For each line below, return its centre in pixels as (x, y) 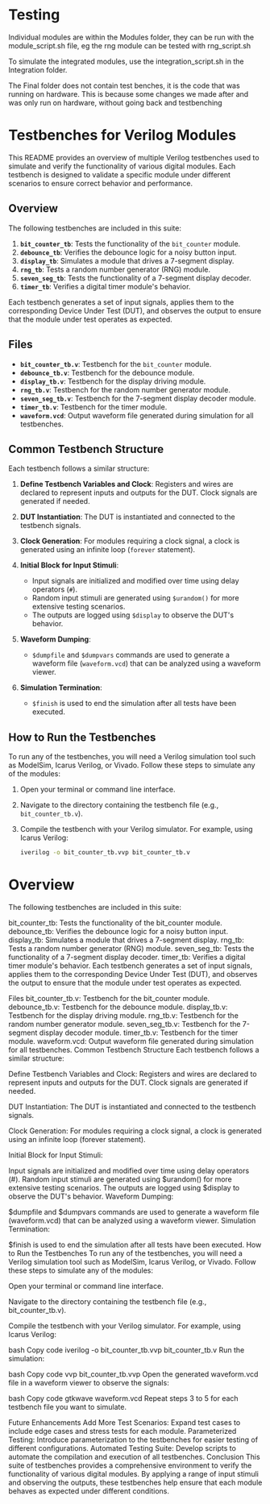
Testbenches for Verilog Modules (122, 135)
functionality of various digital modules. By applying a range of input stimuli (134, 1473)
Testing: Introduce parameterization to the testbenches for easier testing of (133, 1440)
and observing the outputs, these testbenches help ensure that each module (135, 1482)
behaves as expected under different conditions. (89, 1491)
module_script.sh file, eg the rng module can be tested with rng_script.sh (130, 45)
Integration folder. (38, 69)
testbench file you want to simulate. (68, 1406)
